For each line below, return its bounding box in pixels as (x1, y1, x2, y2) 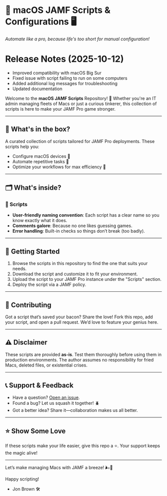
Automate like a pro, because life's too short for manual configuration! (5, 36, 150, 42)
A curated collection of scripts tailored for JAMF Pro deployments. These (5, 138, 155, 144)
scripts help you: (5, 143, 40, 149)
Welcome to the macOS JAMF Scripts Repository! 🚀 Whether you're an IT (5, 95, 157, 101)
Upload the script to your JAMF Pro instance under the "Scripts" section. (12, 276, 162, 282)
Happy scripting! (5, 476, 39, 482)
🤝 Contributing (5, 301, 52, 309)
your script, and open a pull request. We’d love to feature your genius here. (5, 319, 159, 325)
